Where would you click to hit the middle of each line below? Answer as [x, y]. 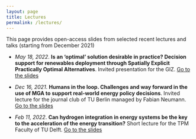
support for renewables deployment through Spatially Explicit [92, 63]
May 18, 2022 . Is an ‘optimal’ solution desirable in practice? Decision [100, 57]
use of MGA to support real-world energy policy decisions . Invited [97, 93]
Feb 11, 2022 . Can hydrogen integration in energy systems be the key [101, 117]
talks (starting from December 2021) [50, 45]
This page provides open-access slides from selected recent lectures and [96, 39]
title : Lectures [26, 17]
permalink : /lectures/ [34, 22]
